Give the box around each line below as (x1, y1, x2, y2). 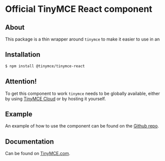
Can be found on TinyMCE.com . (5, 151, 71, 157)
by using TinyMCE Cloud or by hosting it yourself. (5, 95, 106, 102)
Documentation (5, 137, 54, 146)
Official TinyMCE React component (5, 3, 153, 15)
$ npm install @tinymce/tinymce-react (5, 63, 85, 69)
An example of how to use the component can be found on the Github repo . (5, 123, 159, 129)
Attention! (5, 78, 37, 86)
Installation (5, 50, 41, 59)
